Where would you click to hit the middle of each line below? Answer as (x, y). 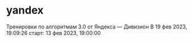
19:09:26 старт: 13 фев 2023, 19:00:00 (53, 33)
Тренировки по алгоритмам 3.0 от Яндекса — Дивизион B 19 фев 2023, (97, 27)
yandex (25, 10)
